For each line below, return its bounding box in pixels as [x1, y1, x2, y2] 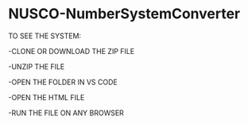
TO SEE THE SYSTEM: [8, 31, 82, 41]
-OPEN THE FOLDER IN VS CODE [8, 77, 118, 87]
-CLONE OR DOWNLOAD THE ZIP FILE [8, 46, 135, 56]
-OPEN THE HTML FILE [8, 92, 85, 102]
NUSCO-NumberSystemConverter [8, 5, 241, 23]
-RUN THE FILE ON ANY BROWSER [8, 108, 125, 118]
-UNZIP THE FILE [8, 61, 65, 72]
